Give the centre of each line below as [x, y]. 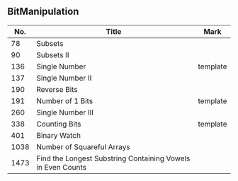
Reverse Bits [57, 89]
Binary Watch [59, 135]
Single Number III [65, 112]
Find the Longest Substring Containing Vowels [113, 158]
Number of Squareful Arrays [83, 146]
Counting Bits [59, 124]
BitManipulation [43, 12]
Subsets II [53, 54]
